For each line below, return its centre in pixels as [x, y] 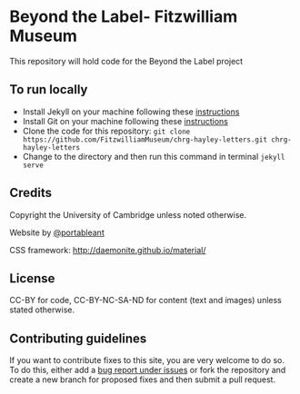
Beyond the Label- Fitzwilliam [124, 17]
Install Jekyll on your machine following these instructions [131, 112]
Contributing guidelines [78, 338]
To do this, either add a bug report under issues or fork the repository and [148, 370]
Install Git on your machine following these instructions [125, 121]
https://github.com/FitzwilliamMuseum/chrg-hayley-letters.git [145, 139]
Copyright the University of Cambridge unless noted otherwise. [128, 214]
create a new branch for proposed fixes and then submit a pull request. [142, 379]
